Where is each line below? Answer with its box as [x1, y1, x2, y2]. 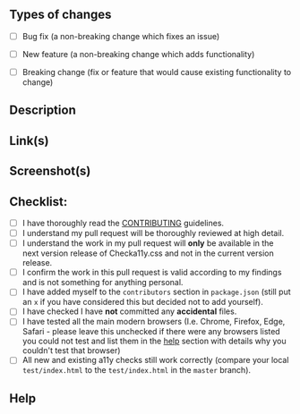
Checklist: [9, 194, 68, 209]
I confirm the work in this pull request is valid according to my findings [21, 267, 282, 278]
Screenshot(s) [9, 164, 91, 179]
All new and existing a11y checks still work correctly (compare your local [21, 355, 289, 366]
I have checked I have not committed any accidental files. [21, 306, 237, 317]
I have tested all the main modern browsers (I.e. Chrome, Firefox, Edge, [21, 317, 286, 327]
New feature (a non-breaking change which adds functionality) [21, 48, 255, 59]
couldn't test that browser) [21, 345, 121, 356]
